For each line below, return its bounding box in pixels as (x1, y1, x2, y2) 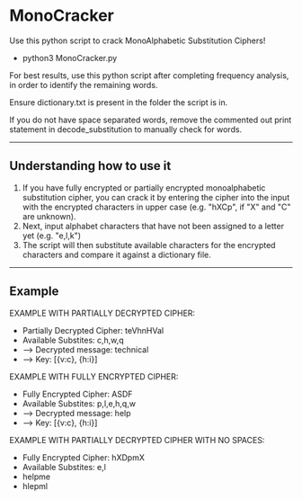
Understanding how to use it (9, 158, 172, 174)
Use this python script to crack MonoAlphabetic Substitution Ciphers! (9, 35, 266, 46)
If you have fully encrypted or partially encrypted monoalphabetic (22, 182, 266, 193)
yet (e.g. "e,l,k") (22, 230, 82, 241)
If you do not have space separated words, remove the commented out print (9, 114, 292, 125)
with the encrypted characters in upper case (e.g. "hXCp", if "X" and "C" (22, 201, 291, 212)
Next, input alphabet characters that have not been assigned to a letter (22, 220, 285, 231)
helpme (22, 471, 51, 482)
